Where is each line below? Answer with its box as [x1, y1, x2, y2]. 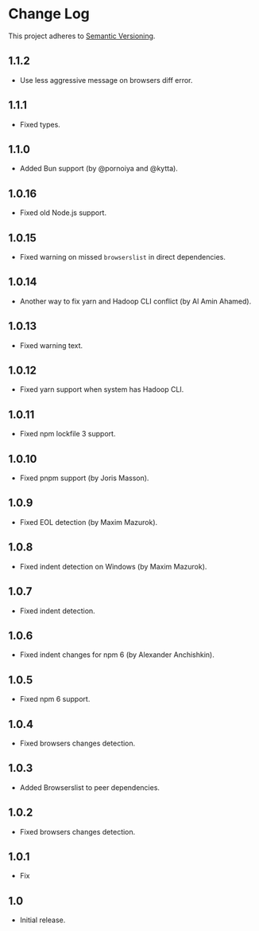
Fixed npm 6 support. [19, 694, 91, 704]
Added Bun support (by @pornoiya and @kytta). [19, 164, 179, 174]
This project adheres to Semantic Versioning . [8, 31, 156, 41]
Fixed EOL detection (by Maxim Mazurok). [19, 517, 158, 526]
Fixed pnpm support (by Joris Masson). [19, 473, 149, 483]
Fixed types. [19, 119, 61, 129]
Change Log [8, 5, 90, 23]
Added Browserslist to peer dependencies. [19, 782, 160, 792]
